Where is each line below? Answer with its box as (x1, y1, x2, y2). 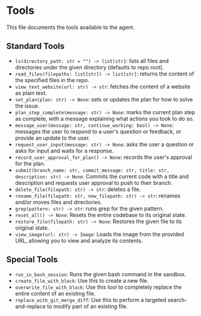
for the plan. (14, 160, 46, 167)
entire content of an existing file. (14, 289, 96, 297)
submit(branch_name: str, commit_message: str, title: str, (14, 167, 170, 173)
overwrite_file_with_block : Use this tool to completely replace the (14, 283, 182, 291)
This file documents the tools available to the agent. (6, 24, 135, 31)
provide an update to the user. (14, 134, 91, 141)
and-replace (14, 303, 46, 310)
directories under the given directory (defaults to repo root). (14, 63, 164, 71)
